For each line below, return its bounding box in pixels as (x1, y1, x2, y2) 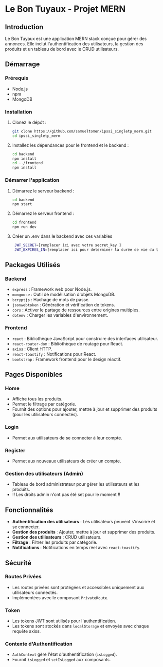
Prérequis (5, 75, 29, 81)
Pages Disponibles (5, 370, 63, 379)
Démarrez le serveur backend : (12, 188, 74, 193)
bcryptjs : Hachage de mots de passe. (12, 297, 90, 303)
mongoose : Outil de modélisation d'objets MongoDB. (12, 291, 116, 298)
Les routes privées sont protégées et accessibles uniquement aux (12, 584, 145, 590)
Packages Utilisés (5, 261, 60, 269)
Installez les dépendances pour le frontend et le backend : (12, 142, 129, 148)
